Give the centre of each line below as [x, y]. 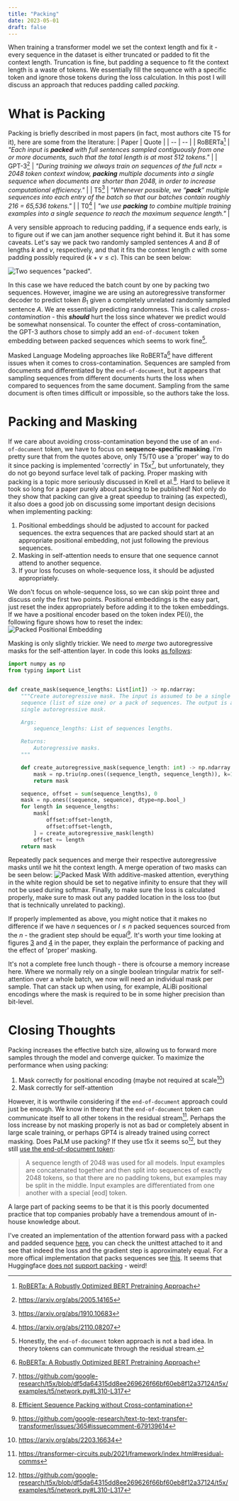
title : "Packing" [34, 14]
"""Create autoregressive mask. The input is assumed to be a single [126, 696]
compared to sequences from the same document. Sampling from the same [119, 386]
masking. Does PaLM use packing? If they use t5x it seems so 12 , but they [115, 1141]
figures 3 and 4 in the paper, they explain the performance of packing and [116, 943]
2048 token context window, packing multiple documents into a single [111, 173]
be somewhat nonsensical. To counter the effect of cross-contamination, [115, 324]
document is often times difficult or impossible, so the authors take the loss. [119, 393]
